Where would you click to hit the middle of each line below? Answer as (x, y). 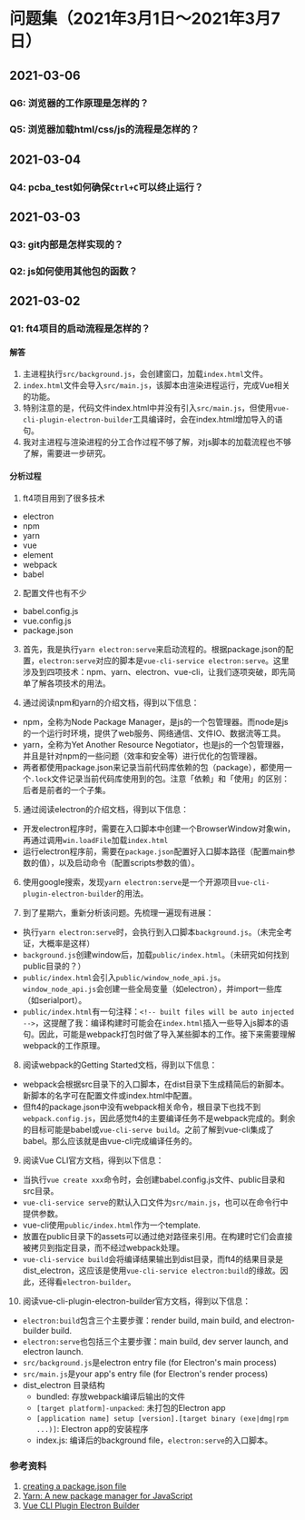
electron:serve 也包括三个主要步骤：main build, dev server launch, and (155, 1341)
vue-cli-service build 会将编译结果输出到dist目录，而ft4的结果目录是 (153, 1258)
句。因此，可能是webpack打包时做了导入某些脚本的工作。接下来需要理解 (159, 1034)
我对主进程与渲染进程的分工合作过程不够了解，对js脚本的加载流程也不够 (157, 442)
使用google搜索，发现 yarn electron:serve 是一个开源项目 (130, 881)
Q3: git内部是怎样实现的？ (67, 244)
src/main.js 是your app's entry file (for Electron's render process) (145, 1374)
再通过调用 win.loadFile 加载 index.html (95, 839)
